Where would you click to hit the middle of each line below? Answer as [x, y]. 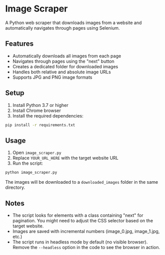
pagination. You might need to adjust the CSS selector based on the [83, 220]
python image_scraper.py [31, 173]
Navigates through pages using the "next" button [63, 61]
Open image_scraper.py [37, 153]
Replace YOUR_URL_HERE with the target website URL [65, 158]
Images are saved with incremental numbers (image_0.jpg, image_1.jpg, [86, 231]
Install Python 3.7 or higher [40, 105]
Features [19, 44]
